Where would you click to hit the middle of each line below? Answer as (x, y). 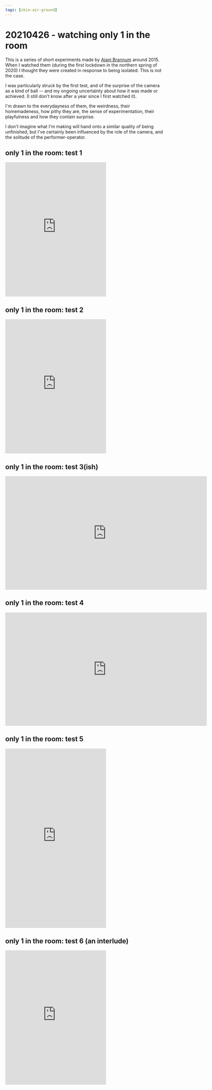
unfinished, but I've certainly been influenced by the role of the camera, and (84, 132)
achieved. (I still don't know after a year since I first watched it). (71, 96)
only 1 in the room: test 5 (44, 739)
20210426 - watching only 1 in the (78, 35)
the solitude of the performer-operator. (46, 137)
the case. (15, 76)
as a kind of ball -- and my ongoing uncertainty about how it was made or (82, 91)
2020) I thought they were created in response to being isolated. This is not (83, 70)
